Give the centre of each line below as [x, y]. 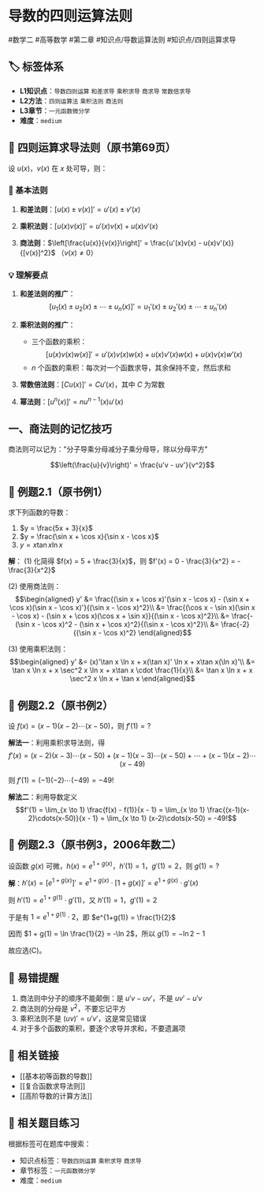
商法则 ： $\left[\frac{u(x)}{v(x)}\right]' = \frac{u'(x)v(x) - [111, 242]
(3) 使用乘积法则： [38, 649]
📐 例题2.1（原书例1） [58, 491]
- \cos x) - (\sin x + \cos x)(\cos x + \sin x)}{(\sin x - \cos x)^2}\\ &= [121, 616]
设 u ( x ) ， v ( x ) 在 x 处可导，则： [58, 168]
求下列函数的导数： [39, 512]
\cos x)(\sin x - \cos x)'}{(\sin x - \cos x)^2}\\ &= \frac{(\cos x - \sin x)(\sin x [132, 608]
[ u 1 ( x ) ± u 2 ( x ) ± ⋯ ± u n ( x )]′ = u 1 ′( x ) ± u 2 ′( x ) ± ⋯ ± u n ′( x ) [138, 307]
